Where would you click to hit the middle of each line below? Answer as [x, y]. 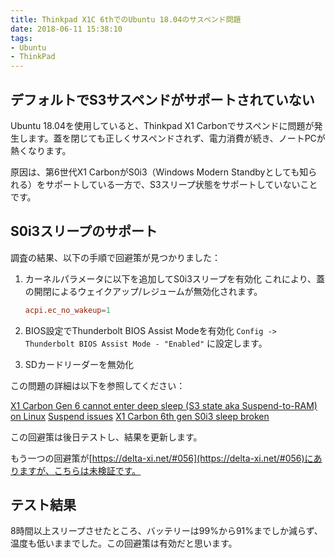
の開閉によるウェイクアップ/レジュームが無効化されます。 [143, 291]
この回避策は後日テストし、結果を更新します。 [106, 437]
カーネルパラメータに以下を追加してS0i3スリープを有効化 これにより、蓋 [175, 278]
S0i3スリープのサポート [84, 231]
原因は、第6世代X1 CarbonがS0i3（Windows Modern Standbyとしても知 [159, 172]
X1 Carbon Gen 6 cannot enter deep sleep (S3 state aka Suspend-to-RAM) [164, 405]
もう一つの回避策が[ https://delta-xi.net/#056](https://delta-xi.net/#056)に [162, 458]
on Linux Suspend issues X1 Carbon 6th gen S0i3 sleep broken [140, 416]
